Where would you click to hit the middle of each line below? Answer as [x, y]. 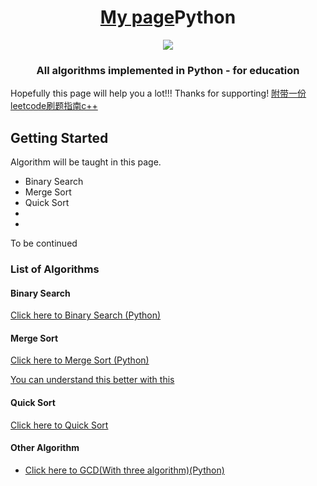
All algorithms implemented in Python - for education [168, 70]
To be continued [44, 243]
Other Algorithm [45, 448]
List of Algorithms [55, 269]
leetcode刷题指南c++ [54, 106]
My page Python [168, 17]
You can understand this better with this [92, 380]
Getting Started [59, 137]
